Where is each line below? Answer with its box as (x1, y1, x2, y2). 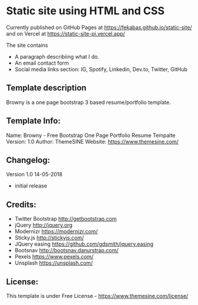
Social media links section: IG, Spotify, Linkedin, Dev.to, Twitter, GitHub (14, 65, 188, 72)
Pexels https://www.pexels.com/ (14, 253, 94, 260)
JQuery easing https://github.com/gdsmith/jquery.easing (14, 240, 154, 247)
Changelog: (6, 155, 50, 165)
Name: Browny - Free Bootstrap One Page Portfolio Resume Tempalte (6, 132, 176, 139)
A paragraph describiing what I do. (14, 53, 99, 60)
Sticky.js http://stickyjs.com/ (14, 234, 84, 242)
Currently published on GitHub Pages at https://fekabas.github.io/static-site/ (6, 24, 192, 31)
